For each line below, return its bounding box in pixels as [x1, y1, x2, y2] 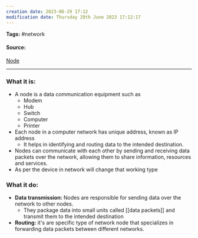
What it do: [6, 181, 38, 189]
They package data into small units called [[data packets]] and [23, 207, 175, 214]
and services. [14, 160, 48, 167]
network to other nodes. [14, 200, 74, 207]
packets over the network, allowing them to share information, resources [14, 154, 192, 160]
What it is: [6, 77, 36, 86]
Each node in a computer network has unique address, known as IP [14, 128, 179, 135]
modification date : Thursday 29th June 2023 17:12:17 [6, 14, 141, 20]
